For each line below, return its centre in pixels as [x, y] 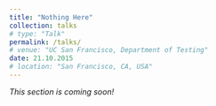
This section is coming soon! [62, 91]
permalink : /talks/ [45, 42]
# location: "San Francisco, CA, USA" [81, 67]
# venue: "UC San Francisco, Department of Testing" [109, 50]
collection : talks [43, 26]
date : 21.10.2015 [41, 58]
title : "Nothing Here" [51, 17]
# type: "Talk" [37, 34]
